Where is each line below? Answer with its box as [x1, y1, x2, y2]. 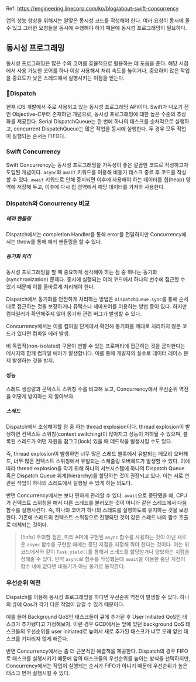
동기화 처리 [6, 253, 31, 260]
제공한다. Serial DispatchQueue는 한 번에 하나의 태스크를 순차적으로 [16, 118, 174, 125]
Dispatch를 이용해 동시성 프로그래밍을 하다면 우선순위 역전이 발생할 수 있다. [6, 593, 179, 600]
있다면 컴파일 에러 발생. [16, 330, 70, 337]
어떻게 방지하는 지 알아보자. [12, 393, 75, 400]
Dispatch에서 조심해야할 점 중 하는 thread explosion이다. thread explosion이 [6, 423, 184, 430]
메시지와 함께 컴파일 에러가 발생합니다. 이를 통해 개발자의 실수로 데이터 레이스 [6, 350, 183, 357]
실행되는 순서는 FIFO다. [12, 133, 66, 140]
